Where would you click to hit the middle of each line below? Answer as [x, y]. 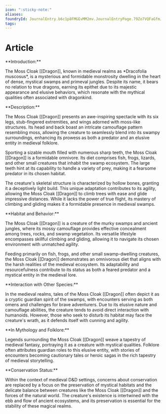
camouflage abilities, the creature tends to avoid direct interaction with [77, 310]
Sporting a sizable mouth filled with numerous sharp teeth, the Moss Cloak [81, 153]
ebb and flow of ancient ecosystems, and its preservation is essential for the [83, 401]
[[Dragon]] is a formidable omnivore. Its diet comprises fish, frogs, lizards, [81, 158]
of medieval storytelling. [30, 361]
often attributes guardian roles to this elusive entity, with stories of [72, 350]
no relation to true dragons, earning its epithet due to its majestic [71, 87]
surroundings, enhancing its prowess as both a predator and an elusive [77, 138]
